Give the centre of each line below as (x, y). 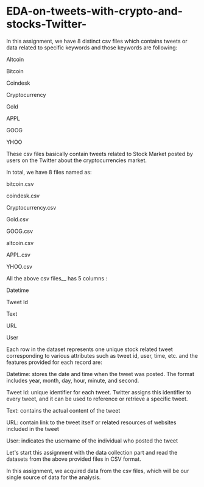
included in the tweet (33, 428)
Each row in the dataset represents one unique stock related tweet (90, 349)
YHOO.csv (19, 266)
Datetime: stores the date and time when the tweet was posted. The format (100, 374)
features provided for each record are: (54, 362)
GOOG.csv (20, 231)
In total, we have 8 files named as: (49, 172)
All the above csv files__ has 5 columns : (57, 278)
